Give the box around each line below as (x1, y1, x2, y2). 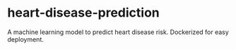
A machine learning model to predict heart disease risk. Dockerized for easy (7, 28, 230, 36)
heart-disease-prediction (7, 5, 160, 21)
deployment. (7, 35, 44, 43)
